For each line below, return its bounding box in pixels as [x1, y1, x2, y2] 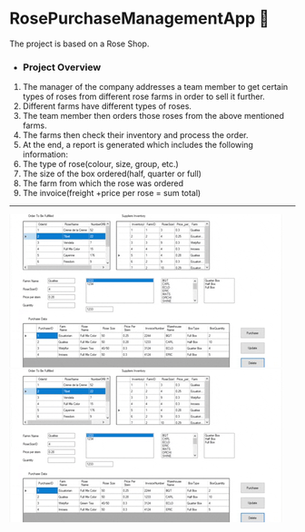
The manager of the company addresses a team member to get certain [22, 82, 289, 93]
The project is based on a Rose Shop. [9, 38, 150, 49]
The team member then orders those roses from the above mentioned [22, 111, 284, 122]
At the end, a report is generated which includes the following [22, 140, 254, 151]
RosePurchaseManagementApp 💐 [9, 8, 270, 29]
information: [22, 149, 68, 160]
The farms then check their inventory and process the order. [22, 130, 249, 141]
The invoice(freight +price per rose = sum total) [22, 188, 202, 199]
